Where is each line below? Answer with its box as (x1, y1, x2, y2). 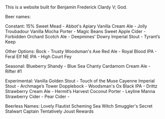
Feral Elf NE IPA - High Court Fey (5, 54, 72, 59)
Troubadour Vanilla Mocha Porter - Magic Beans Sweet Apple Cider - (5, 29, 146, 34)
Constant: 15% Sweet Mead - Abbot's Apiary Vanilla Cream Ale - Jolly (5, 23, 147, 29)
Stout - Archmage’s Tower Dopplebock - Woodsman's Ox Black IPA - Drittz (5, 83, 158, 89)
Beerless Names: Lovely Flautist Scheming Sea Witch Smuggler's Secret (5, 103, 153, 109)
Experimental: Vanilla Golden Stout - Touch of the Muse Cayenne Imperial (5, 78, 155, 84)
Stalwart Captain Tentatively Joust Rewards (5, 108, 94, 114)
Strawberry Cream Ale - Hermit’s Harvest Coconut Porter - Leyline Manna (5, 89, 156, 94)
